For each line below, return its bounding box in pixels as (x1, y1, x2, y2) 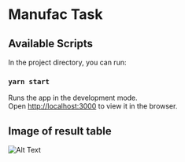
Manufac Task (8, 6, 103, 24)
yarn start (8, 77, 50, 86)
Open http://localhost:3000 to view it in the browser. (8, 101, 178, 111)
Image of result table (8, 124, 112, 138)
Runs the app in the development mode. (8, 93, 138, 103)
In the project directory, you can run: (8, 57, 127, 67)
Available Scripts (8, 37, 93, 50)
